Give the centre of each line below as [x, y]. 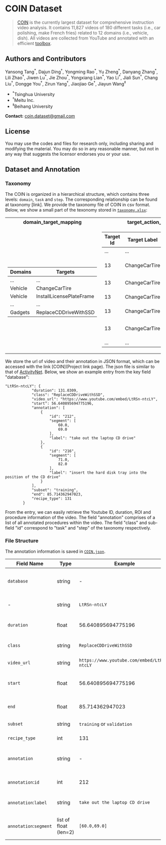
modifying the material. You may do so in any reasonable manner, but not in [82, 148]
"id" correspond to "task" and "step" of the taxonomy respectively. [83, 528]
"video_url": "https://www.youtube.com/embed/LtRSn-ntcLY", [95, 399]
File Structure [22, 541]
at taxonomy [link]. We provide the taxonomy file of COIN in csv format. [78, 205]
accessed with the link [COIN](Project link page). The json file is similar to [80, 367]
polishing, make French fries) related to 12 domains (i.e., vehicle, [83, 33]
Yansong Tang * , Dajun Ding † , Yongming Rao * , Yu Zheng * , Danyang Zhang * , [82, 71]
